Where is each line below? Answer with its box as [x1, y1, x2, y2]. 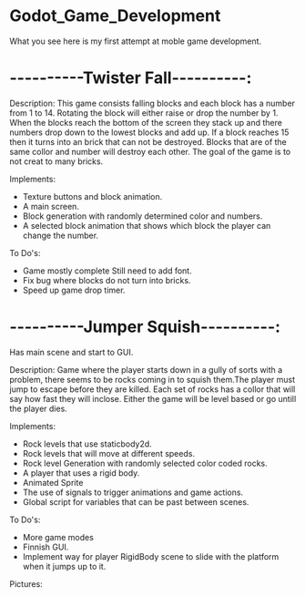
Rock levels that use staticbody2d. [22, 438, 152, 449]
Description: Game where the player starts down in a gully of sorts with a [9, 364, 283, 375]
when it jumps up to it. [22, 561, 107, 571]
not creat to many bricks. [9, 156, 104, 167]
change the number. [22, 230, 98, 241]
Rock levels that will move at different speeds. [22, 448, 196, 458]
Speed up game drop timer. [22, 284, 126, 295]
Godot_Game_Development [9, 5, 221, 26]
